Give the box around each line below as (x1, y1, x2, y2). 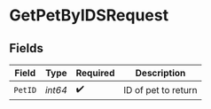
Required (75, 67, 115, 79)
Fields (9, 41, 44, 56)
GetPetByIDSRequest (9, 5, 169, 26)
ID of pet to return (123, 83, 198, 96)
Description (135, 67, 186, 79)
